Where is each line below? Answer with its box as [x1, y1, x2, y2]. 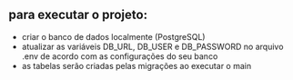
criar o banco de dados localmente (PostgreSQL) [21, 31, 206, 42]
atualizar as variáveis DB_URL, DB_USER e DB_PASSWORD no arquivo [21, 41, 284, 52]
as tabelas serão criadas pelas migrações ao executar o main [21, 60, 252, 71]
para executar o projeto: [8, 7, 147, 23]
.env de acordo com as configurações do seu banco [21, 50, 218, 62]
